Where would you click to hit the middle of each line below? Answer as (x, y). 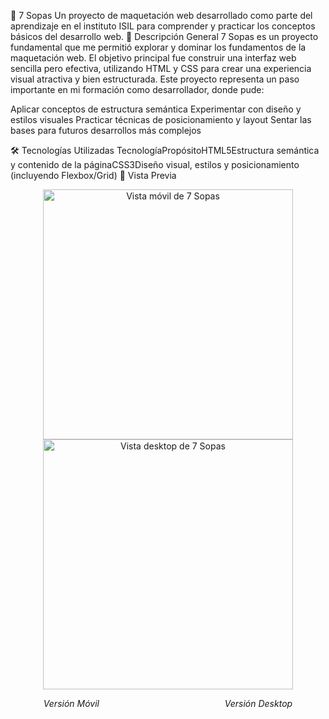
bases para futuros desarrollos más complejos (106, 130)
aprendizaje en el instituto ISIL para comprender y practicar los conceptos (163, 26)
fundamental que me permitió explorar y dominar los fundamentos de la (158, 47)
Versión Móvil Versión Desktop (168, 703)
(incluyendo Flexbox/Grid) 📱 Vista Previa (93, 175)
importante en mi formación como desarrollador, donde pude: (137, 89)
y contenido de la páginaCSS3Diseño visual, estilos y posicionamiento (155, 164)
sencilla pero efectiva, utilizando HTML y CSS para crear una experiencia (161, 68)
